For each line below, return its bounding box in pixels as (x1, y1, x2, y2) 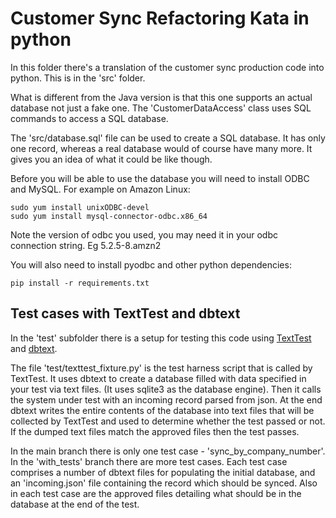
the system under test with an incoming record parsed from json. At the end (10, 393, 323, 406)
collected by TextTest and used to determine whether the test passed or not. (10, 415, 326, 427)
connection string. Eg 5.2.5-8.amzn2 (10, 239, 162, 251)
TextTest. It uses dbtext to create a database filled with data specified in (10, 372, 307, 384)
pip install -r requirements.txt (10, 278, 150, 288)
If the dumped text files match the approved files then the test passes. (10, 425, 300, 437)
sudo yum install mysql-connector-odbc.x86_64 (10, 211, 208, 221)
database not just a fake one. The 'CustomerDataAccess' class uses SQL (10, 102, 312, 114)
